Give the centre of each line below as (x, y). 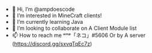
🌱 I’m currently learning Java (47, 22)
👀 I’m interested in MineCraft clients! (57, 15)
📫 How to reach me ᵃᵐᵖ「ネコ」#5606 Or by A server (79, 35)
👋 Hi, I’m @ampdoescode (43, 9)
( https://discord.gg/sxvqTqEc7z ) (52, 44)
